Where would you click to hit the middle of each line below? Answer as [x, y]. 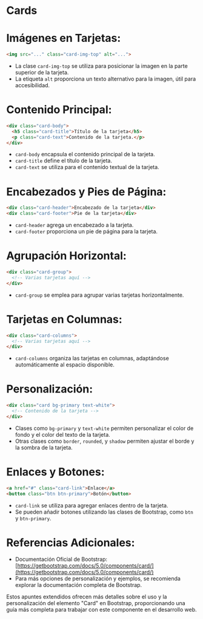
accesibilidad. [32, 85]
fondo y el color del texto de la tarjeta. [62, 434]
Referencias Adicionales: [71, 542]
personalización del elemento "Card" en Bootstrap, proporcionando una [96, 603]
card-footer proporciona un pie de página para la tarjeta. [86, 231]
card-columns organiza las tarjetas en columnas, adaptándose [92, 359]
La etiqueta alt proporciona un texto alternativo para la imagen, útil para [105, 79]
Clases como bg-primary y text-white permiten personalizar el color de [104, 428]
